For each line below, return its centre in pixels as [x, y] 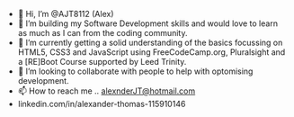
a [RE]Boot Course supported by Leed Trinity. [102, 62]
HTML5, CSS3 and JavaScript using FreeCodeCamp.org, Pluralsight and [151, 52]
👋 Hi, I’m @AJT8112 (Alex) [66, 14]
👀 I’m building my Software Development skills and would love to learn [148, 23]
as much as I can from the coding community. [102, 33]
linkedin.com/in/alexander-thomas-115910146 [102, 104]
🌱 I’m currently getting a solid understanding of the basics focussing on [150, 42]
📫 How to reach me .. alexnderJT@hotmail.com [107, 91]
